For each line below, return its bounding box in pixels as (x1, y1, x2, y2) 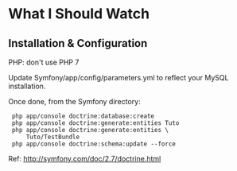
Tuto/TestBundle (25, 133, 80, 141)
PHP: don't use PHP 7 (8, 57, 80, 67)
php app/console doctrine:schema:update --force (11, 140, 177, 148)
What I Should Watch (8, 5, 150, 23)
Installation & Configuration (8, 37, 148, 50)
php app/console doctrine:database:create (11, 112, 155, 120)
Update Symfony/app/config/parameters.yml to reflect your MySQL (8, 73, 229, 82)
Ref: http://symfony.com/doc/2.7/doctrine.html (8, 154, 161, 163)
